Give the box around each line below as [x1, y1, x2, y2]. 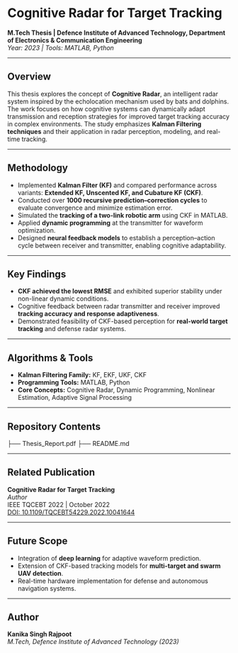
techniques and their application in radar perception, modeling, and [7, 127, 205, 135]
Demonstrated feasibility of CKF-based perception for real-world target [17, 317, 228, 325]
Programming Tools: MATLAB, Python [17, 378, 130, 387]
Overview [7, 71, 52, 83]
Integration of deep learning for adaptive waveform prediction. [17, 554, 202, 562]
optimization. [17, 225, 56, 235]
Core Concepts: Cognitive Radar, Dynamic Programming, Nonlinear [17, 386, 215, 394]
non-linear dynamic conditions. [17, 294, 109, 303]
